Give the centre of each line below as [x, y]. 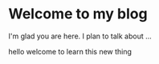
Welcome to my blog [78, 14]
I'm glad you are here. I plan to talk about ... [80, 36]
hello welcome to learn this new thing [70, 51]
